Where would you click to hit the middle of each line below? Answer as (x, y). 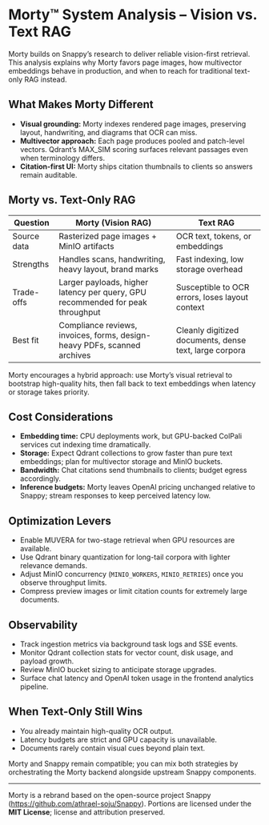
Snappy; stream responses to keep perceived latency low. (115, 496)
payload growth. (47, 661)
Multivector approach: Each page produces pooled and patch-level (132, 141)
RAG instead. (45, 79)
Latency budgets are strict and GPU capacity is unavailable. (118, 739)
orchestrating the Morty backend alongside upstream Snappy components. (132, 772)
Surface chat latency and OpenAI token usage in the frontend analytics (137, 678)
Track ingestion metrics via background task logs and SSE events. (129, 644)
